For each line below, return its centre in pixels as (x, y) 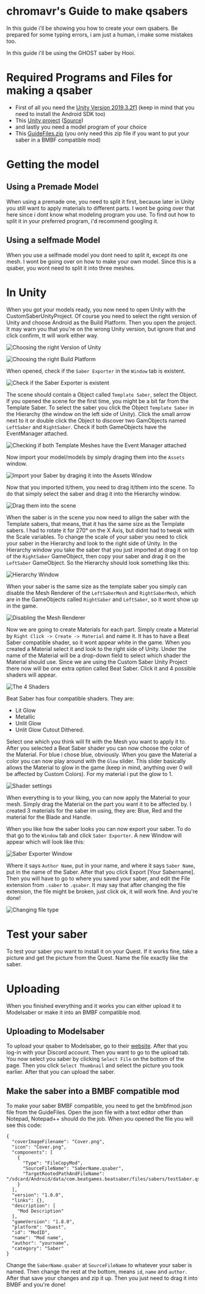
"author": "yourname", (41, 1243)
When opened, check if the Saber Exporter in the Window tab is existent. (96, 371)
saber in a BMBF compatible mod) (58, 140)
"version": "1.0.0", (38, 1195)
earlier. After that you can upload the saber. (61, 1072)
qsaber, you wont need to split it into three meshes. (71, 268)
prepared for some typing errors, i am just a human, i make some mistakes (100, 34)
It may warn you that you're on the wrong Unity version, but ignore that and (101, 329)
